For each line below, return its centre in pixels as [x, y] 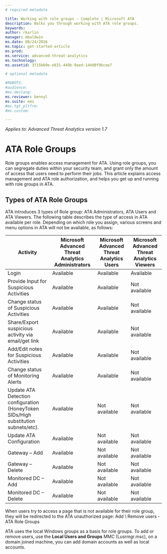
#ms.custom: [17, 111]
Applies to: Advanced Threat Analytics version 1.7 [56, 129]
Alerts [15, 382]
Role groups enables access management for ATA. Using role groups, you [81, 163]
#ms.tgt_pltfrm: [22, 106]
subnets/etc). [23, 427]
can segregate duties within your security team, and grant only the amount [82, 168]
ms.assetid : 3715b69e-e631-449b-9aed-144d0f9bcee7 [59, 65]
